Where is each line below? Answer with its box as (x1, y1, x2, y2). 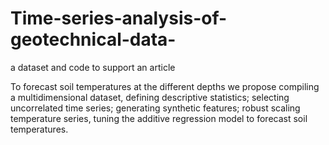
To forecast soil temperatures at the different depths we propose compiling (10, 80, 320, 92)
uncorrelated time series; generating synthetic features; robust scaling (10, 102, 301, 114)
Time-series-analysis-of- (10, 7, 228, 30)
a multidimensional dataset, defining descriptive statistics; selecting (10, 91, 290, 103)
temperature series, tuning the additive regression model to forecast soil (10, 112, 308, 124)
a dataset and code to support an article (10, 61, 176, 73)
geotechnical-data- (10, 28, 177, 51)
